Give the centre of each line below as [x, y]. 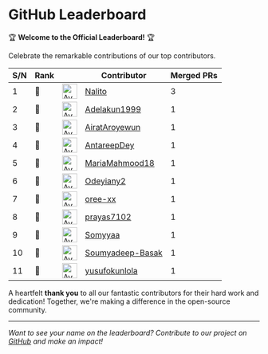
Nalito [96, 91]
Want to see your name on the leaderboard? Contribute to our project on [128, 332]
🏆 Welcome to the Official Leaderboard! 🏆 [82, 37]
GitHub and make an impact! [56, 341]
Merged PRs [194, 75]
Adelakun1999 [113, 109]
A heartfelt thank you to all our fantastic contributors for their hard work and [134, 293]
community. [28, 309]
